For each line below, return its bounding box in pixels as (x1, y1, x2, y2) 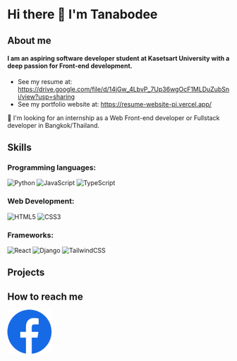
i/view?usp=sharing (17, 92, 75, 101)
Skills (7, 141, 32, 154)
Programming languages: (7, 162, 97, 172)
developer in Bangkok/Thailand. (7, 121, 100, 129)
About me (7, 35, 51, 47)
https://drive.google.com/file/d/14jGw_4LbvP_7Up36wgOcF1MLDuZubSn (17, 85, 230, 93)
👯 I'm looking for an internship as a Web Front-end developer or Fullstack (7, 113, 220, 122)
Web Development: (7, 196, 75, 206)
